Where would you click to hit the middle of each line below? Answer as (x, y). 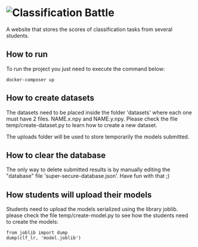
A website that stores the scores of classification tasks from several (89, 29)
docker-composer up (30, 80)
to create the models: (32, 222)
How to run (27, 55)
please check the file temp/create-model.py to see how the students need (97, 215)
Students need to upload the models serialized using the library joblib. (92, 209)
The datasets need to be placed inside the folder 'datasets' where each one (99, 112)
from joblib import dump (37, 233)
